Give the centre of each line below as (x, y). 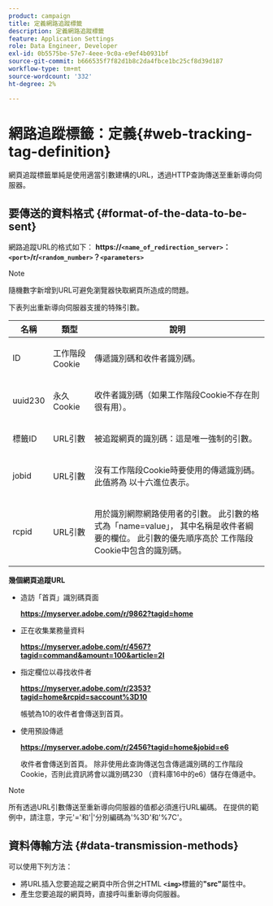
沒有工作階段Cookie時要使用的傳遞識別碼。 (177, 470)
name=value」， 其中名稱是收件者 (182, 527)
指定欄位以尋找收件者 (56, 672)
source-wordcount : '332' (50, 76)
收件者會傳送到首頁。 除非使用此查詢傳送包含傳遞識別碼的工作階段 (132, 764)
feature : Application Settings (61, 39)
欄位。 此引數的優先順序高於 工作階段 (182, 539)
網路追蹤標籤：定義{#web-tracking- (131, 134)
